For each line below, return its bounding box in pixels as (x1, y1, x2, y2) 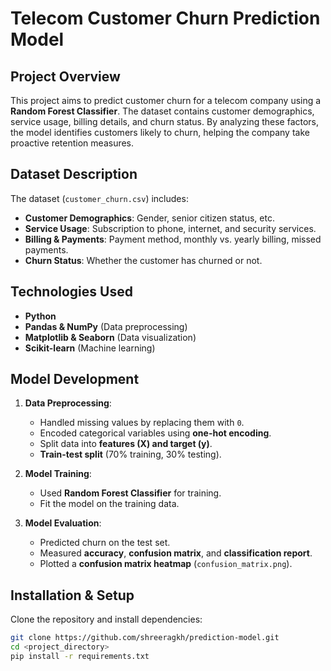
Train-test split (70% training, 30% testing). (39, 448, 222, 461)
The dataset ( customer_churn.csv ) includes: (10, 192, 189, 204)
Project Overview (10, 68, 121, 85)
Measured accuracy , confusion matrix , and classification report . (39, 547, 313, 559)
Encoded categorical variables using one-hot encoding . (39, 427, 272, 439)
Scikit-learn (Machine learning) (24, 342, 156, 354)
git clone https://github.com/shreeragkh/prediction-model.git (10, 633, 280, 643)
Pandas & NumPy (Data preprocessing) (24, 320, 188, 332)
